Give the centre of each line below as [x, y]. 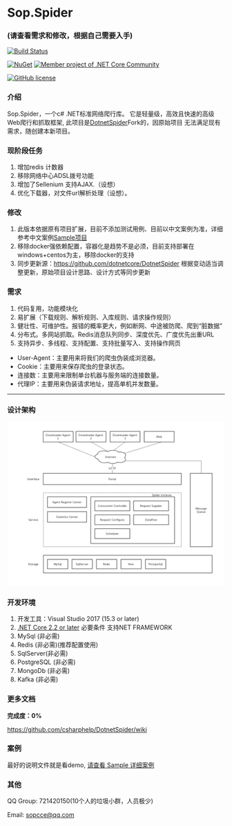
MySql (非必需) [38, 636]
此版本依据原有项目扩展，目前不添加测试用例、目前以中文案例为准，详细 [120, 229]
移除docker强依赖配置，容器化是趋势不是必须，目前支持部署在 [106, 246]
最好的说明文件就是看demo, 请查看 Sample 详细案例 [81, 765]
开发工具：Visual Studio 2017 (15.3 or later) [78, 619]
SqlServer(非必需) [42, 654]
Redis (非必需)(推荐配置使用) [58, 645]
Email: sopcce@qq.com [41, 815]
